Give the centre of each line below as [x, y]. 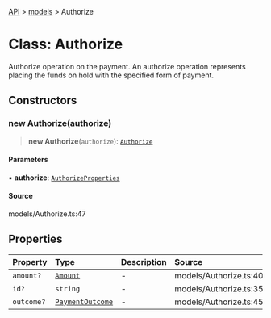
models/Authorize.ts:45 [219, 302]
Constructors [43, 100]
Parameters [28, 160]
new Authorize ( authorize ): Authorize [90, 141]
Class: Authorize [66, 44]
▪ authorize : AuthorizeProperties [64, 178]
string [68, 289]
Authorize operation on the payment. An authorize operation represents [127, 66]
